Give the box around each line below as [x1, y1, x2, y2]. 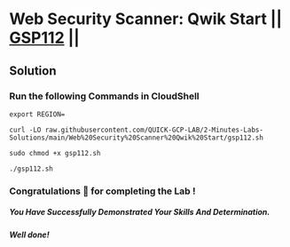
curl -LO [9, 125, 42, 134]
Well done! [9, 229, 51, 240]
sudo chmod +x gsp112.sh [9, 148, 101, 157]
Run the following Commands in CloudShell [9, 90, 200, 102]
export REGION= [9, 109, 66, 119]
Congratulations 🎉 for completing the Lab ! [9, 185, 196, 197]
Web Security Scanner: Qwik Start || [9, 9, 282, 29]
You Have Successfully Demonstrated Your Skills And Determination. [9, 207, 270, 218]
